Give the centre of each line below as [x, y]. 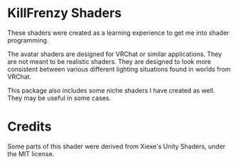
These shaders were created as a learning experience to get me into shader [118, 33]
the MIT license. [31, 153]
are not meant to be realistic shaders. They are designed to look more [109, 61]
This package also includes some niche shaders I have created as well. [111, 90]
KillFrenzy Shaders [65, 13]
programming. [28, 40]
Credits [29, 127]
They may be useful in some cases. [59, 98]
